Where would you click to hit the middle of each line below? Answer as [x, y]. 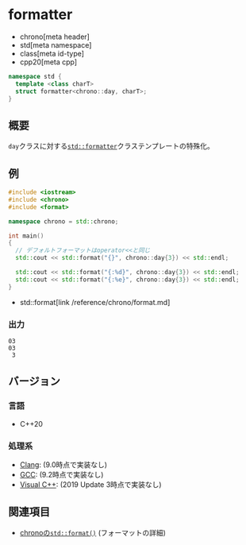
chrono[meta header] [54, 37]
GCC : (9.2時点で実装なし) [61, 474]
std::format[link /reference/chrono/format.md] [95, 302]
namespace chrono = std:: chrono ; [63, 221]
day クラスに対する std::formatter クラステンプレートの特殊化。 [111, 146]
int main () [26, 236]
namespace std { [35, 76]
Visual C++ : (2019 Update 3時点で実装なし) [90, 484]
